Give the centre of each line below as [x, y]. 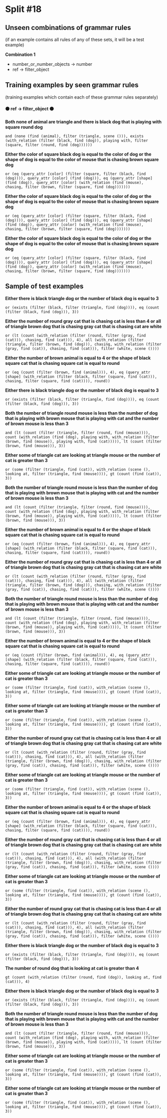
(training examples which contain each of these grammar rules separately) [82, 97]
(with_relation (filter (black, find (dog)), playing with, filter [77, 141]
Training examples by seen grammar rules [72, 85]
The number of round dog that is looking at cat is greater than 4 [72, 968]
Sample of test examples [44, 286]
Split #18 [23, 9]
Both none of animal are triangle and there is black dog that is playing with [83, 122]
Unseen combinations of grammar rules [68, 28]
